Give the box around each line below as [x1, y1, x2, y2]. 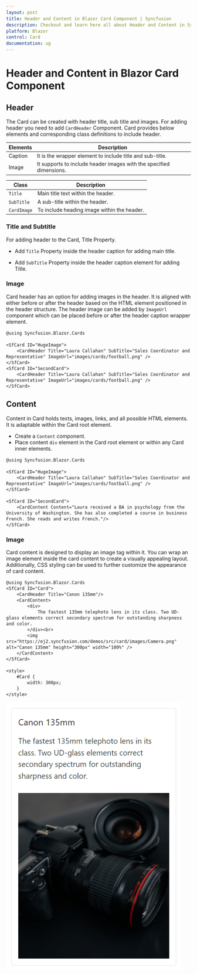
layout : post [6, 9, 38, 15]
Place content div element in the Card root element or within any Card [14, 438, 184, 446]
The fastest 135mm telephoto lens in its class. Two [37, 609, 169, 615]
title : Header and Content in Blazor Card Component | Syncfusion [6, 15, 172, 22]
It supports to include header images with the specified [37, 161, 170, 167]
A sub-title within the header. [37, 198, 108, 205]
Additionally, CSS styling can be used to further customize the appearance [6, 561, 186, 568]
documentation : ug [6, 41, 51, 46]
